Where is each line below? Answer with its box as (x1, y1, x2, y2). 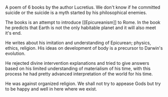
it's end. (5, 30, 22, 36)
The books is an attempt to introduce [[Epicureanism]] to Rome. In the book (5, 20, 161, 25)
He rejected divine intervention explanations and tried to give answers (5, 60, 149, 66)
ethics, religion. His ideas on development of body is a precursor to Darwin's (5, 45, 163, 51)
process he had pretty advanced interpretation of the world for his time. (5, 71, 153, 77)
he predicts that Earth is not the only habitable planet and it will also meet (5, 25, 156, 31)
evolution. (5, 50, 26, 56)
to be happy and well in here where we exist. (5, 86, 97, 92)
